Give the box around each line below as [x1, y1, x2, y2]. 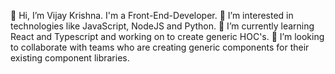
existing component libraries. [10, 52, 130, 64]
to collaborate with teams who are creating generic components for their [10, 41, 310, 53]
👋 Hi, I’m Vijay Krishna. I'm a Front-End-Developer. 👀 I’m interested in [10, 10, 294, 21]
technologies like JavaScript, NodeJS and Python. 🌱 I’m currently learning [10, 20, 315, 32]
